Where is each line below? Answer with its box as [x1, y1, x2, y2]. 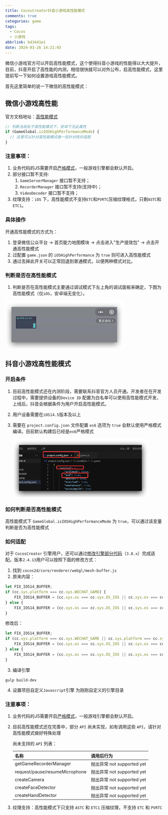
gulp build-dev [5, 677, 37, 683]
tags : [5, 24, 16, 29]
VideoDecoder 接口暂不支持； [19, 190, 79, 196]
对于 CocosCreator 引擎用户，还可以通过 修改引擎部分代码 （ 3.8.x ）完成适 [5, 551, 155, 557]
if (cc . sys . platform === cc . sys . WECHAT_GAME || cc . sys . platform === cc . [5, 636, 160, 641]
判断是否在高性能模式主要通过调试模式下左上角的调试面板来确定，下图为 [12, 284, 161, 290]
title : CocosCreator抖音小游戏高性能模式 [5, 8, 85, 13]
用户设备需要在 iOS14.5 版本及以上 [12, 411, 81, 418]
